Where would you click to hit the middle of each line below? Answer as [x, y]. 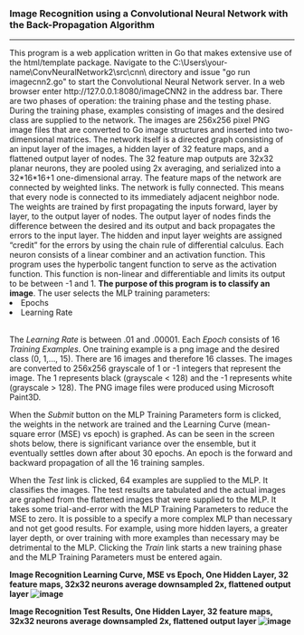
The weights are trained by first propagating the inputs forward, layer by [144, 207]
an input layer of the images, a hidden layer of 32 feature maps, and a [139, 149]
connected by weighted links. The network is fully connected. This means [147, 187]
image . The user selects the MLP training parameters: [110, 293]
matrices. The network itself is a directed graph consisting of [170, 139]
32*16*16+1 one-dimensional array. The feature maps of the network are [146, 178]
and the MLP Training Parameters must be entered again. [116, 557]
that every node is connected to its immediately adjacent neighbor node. [145, 197]
